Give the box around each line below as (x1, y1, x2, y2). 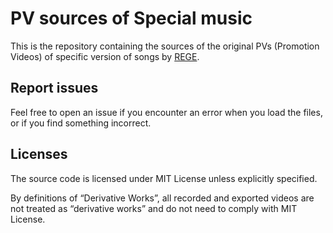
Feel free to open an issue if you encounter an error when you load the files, (10, 106, 323, 118)
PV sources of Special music (10, 7, 253, 30)
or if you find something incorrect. (10, 117, 152, 129)
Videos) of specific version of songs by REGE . (10, 50, 200, 62)
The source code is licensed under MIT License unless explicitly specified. (10, 172, 318, 184)
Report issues (10, 80, 99, 97)
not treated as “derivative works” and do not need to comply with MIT (10, 202, 298, 214)
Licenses (10, 146, 68, 163)
